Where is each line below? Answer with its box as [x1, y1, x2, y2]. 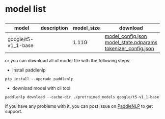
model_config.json [105, 33, 147, 40]
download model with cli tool [12, 85, 71, 91]
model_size [73, 24, 100, 31]
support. [5, 108, 23, 114]
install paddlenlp [12, 67, 46, 73]
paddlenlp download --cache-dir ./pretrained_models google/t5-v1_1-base [5, 95, 160, 99]
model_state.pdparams [105, 39, 158, 46]
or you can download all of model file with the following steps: [5, 57, 131, 63]
